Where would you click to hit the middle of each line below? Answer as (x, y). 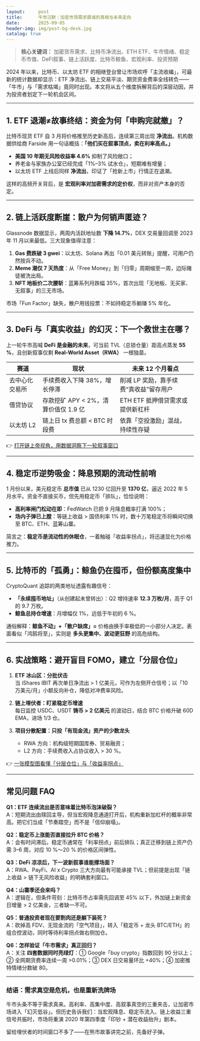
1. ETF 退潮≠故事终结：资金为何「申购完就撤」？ (95, 120)
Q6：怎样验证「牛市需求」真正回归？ (51, 945)
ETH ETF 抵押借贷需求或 (154, 400)
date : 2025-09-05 (36, 23)
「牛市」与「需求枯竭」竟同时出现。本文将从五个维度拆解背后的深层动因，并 (100, 87)
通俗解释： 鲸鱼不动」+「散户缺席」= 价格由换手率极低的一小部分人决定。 (96, 626)
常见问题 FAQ (31, 792)
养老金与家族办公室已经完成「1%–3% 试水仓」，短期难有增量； (91, 163)
